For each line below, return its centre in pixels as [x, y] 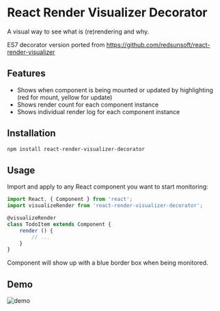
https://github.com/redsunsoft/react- [158, 44]
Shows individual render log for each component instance [98, 111]
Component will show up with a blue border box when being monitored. [108, 263]
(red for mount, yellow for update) [65, 97]
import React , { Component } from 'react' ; [70, 200]
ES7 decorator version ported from [56, 44]
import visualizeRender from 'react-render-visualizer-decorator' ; [105, 206]
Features [26, 73]
